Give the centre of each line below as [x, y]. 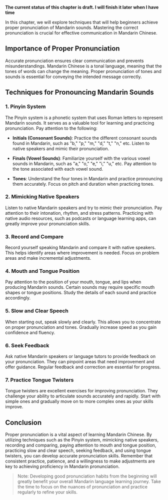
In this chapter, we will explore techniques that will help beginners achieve [82, 22]
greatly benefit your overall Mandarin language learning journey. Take [89, 481]
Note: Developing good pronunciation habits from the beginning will [87, 476]
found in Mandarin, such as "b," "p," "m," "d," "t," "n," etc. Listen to [81, 143]
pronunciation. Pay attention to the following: [51, 128]
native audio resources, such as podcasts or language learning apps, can [81, 218]
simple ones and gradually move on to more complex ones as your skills [79, 401]
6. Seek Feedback [27, 345]
